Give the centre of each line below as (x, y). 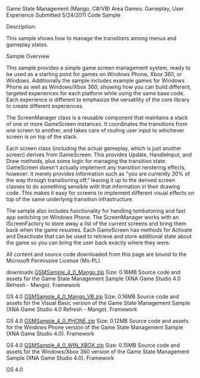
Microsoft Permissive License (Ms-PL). (54, 261)
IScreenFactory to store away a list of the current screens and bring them (96, 223)
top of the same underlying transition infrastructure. (70, 199)
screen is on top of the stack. (42, 137)
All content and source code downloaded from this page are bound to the (96, 254)
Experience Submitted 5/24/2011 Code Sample (64, 15)
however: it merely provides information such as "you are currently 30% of (98, 174)
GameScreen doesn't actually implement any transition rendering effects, (96, 167)
